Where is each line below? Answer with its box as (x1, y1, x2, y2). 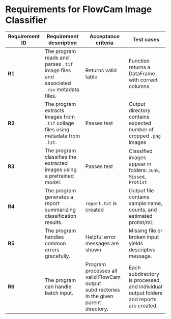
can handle (45, 283, 72, 290)
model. (45, 179, 62, 186)
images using (45, 166, 77, 173)
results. (45, 219, 63, 226)
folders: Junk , (129, 166, 160, 173)
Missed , (129, 173, 146, 180)
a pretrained (45, 172, 74, 179)
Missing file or (129, 227, 163, 234)
